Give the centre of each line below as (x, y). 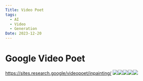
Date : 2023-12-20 (23, 33)
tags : (11, 15)
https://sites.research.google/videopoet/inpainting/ (58, 73)
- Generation (23, 29)
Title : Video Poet (25, 10)
